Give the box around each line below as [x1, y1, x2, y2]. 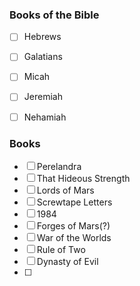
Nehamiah [23, 111, 67, 123]
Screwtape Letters [36, 196, 113, 208]
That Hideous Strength [36, 172, 131, 184]
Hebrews [23, 31, 62, 43]
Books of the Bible [9, 8, 100, 22]
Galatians [23, 51, 63, 63]
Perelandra [36, 160, 82, 172]
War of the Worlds [36, 231, 112, 243]
